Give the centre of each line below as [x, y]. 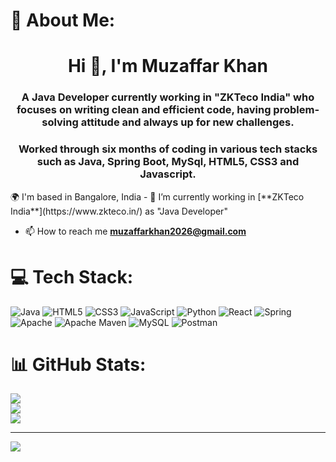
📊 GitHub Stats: [78, 364]
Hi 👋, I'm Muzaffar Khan [168, 66]
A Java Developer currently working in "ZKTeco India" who [168, 97]
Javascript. [168, 174]
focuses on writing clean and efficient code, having [144, 110]
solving [60, 122]
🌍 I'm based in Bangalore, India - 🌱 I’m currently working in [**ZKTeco [157, 196]
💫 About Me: [63, 20]
